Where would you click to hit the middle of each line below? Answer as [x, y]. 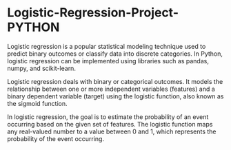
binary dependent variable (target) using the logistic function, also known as [115, 96]
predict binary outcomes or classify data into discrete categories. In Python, [115, 54]
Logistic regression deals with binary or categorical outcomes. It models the [115, 81]
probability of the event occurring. [56, 138]
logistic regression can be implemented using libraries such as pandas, [108, 61]
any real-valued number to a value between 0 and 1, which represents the [112, 131]
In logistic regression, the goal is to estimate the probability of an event [108, 117]
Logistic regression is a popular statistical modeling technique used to [107, 46]
